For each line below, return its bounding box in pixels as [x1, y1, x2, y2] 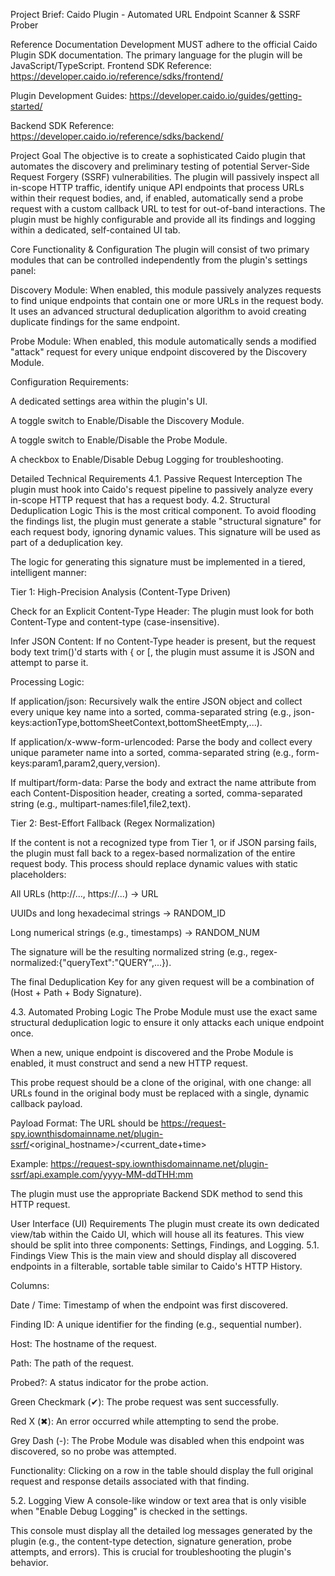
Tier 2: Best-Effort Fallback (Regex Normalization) [10, 817, 216, 829]
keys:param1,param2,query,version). [10, 757, 161, 769]
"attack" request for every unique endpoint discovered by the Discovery [10, 346, 308, 358]
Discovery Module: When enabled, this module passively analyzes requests [10, 284, 322, 296]
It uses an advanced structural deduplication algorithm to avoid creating [10, 305, 307, 317]
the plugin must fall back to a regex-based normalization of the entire [10, 847, 296, 859]
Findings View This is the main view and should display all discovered [10, 1250, 297, 1261]
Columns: [10, 1280, 50, 1291]
